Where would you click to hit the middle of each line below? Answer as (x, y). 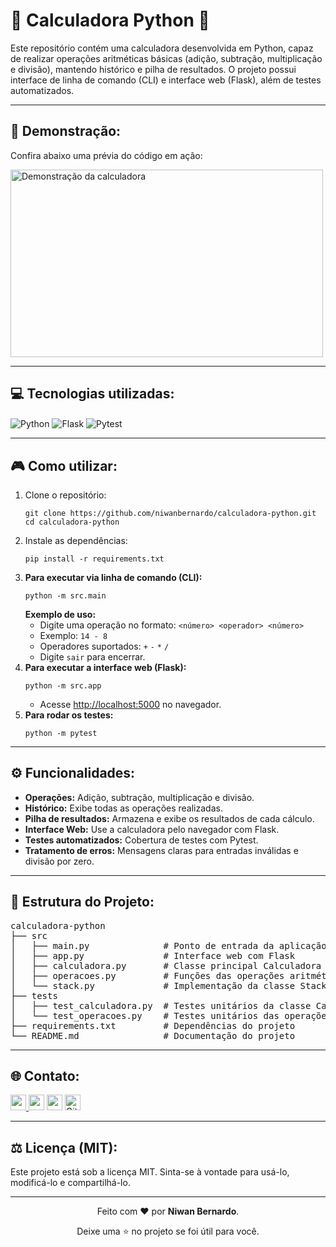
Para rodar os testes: (69, 715)
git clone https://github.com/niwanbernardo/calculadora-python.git (170, 514)
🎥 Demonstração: (66, 131)
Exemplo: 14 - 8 (73, 636)
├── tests (34, 995)
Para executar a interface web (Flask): (105, 668)
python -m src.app (63, 686)
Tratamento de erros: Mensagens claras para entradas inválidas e (161, 850)
